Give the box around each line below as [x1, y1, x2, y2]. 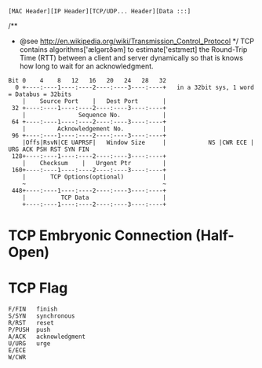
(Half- [195, 226, 235, 245]
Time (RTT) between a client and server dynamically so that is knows [19, 53, 243, 62]
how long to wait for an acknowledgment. [19, 61, 155, 71]
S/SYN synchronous [8, 312, 76, 320]
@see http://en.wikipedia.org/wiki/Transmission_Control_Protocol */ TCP [19, 36, 255, 46]
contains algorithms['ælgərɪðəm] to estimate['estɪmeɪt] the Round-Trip [19, 45, 248, 54]
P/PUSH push [8, 326, 51, 334]
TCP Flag [8, 279, 68, 297]
